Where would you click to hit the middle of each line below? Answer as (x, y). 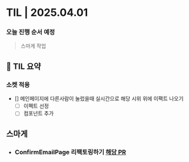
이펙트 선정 (36, 106)
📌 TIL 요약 (24, 66)
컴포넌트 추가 (39, 113)
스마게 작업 (33, 46)
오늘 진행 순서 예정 (31, 32)
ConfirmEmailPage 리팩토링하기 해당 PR (70, 152)
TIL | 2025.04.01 (47, 13)
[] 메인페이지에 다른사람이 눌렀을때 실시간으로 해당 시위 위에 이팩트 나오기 (99, 99)
